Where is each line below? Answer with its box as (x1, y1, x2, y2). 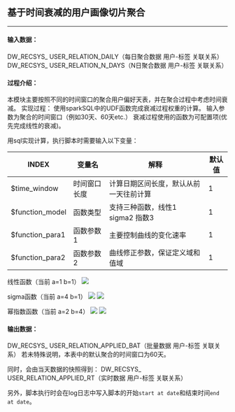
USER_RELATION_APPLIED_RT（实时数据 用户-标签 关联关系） (7, 374, 187, 383)
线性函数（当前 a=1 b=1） (7, 278, 80, 286)
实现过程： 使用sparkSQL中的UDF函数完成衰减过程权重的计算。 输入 (20, 104, 219, 113)
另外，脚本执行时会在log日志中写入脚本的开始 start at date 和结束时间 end (7, 389, 220, 397)
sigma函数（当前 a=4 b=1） (7, 292, 87, 301)
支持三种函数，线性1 (108, 202, 177, 212)
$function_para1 (10, 230, 66, 240)
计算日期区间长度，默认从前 (108, 179, 201, 189)
